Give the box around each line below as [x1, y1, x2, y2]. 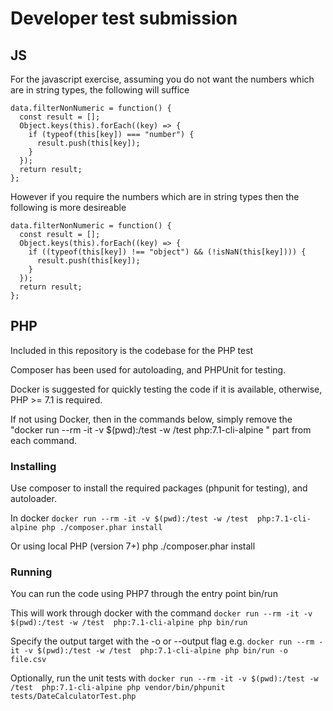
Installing [10, 459, 57, 473]
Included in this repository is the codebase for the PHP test [10, 344, 254, 356]
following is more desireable [10, 202, 127, 213]
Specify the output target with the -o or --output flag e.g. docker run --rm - [10, 635, 324, 647]
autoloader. [10, 493, 57, 505]
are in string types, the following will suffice [10, 84, 190, 96]
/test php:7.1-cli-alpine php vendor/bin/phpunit [10, 683, 226, 693]
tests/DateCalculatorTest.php [10, 692, 137, 702]
